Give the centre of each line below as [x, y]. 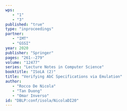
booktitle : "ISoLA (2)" [31, 72]
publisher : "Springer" [29, 53]
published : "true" [25, 24]
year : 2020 [17, 48]
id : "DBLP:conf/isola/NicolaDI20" [42, 100]
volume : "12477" [23, 62]
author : [14, 81]
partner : [15, 34]
